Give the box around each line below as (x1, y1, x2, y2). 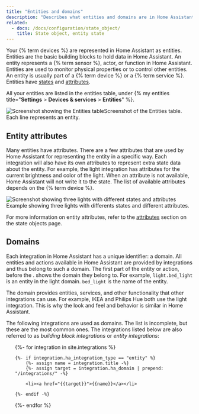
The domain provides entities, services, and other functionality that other (6, 289, 184, 296)
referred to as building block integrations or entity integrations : (6, 332, 160, 339)
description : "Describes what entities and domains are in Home (6, 14, 168, 20)
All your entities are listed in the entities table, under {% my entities (6, 90, 170, 97)
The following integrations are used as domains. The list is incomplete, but (6, 319, 188, 326)
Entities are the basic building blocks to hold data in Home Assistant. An (6, 53, 182, 60)
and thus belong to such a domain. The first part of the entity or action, (6, 265, 179, 272)
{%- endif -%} (14, 391, 50, 397)
